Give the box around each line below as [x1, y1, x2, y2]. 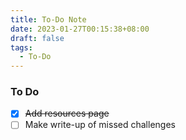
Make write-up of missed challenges [24, 119, 176, 131]
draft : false [10, 33, 65, 43]
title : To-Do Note [10, 14, 87, 25]
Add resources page [24, 107, 110, 120]
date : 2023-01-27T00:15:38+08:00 [10, 24, 150, 34]
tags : [10, 42, 33, 53]
